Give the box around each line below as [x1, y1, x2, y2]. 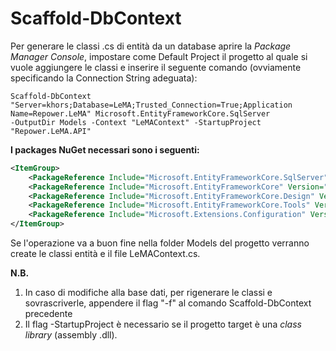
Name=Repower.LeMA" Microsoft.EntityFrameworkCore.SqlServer [10, 108, 271, 119]
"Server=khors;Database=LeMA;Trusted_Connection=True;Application [10, 100, 293, 110]
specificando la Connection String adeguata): [10, 72, 198, 84]
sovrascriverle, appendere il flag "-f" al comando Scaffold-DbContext [24, 297, 312, 309]
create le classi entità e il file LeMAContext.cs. [10, 248, 201, 260]
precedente [24, 308, 73, 320]
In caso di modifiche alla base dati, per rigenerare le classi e [24, 287, 273, 299]
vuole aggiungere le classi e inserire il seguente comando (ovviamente [10, 61, 302, 73]
